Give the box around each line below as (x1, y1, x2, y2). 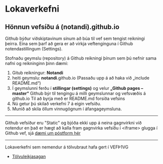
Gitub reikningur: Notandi (12, 70, 64, 76)
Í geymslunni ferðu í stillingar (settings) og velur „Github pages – (12, 85, 144, 91)
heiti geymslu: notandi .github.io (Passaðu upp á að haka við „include (12, 75, 149, 81)
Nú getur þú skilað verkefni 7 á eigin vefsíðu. (12, 101, 101, 106)
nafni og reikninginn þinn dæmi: (5, 61, 69, 66)
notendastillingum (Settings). (5, 46, 63, 51)
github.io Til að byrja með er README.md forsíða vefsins (12, 96, 125, 101)
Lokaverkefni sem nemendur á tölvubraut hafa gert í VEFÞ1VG (5, 144, 129, 150)
